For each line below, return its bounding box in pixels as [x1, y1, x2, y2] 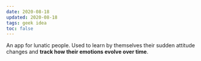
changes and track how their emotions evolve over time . [6, 48, 149, 56]
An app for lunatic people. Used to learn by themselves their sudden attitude [6, 42, 195, 49]
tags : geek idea [6, 20, 47, 26]
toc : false [6, 25, 34, 32]
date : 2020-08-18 [6, 8, 50, 15]
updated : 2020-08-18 [6, 14, 58, 20]
